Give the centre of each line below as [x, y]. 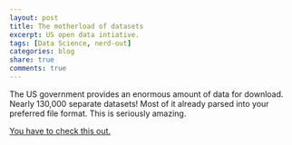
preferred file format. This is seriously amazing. [98, 113]
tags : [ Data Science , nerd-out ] [70, 43]
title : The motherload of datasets [77, 26]
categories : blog [42, 52]
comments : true [38, 69]
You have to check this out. [60, 130]
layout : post [34, 18]
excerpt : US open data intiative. [75, 34]
